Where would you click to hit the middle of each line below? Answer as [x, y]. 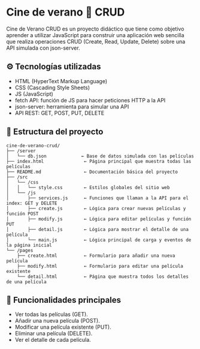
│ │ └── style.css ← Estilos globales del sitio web [88, 187]
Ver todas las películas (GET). [51, 314]
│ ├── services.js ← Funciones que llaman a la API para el [97, 198]
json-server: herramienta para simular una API [72, 107]
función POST [22, 214]
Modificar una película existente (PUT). [63, 327]
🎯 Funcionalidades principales [64, 300]
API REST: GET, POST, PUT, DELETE [60, 113]
